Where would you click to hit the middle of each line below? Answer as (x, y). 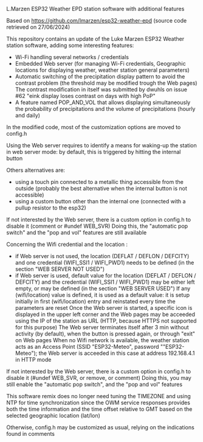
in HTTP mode (33, 360)
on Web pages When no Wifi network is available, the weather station (102, 340)
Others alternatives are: (36, 170)
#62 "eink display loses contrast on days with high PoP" (85, 96)
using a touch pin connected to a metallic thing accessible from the (99, 182)
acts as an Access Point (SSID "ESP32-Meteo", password (87, 347)
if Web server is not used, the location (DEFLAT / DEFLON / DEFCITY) (102, 256)
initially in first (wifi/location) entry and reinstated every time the (95, 301)
